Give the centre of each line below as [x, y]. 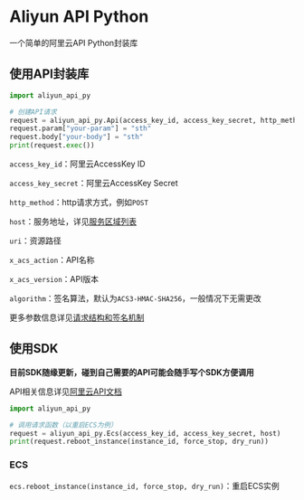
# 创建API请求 [33, 112]
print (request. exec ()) [52, 146]
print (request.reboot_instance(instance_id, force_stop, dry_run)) [139, 442]
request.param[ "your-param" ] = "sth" [81, 128]
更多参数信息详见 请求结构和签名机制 [77, 317]
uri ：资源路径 [35, 241]
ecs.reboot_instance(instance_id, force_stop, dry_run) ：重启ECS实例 [145, 486]
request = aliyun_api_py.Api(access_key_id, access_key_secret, [133, 120]
